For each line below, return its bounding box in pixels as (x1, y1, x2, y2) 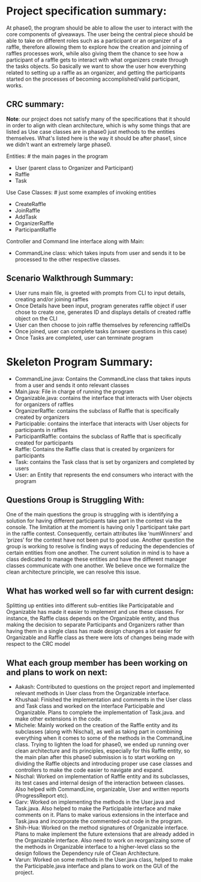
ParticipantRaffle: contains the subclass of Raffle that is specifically (14, 433, 182, 440)
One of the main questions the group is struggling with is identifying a (6, 511, 179, 518)
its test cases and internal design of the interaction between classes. (14, 779, 185, 786)
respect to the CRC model (6, 640, 70, 648)
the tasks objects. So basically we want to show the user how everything (6, 62, 187, 70)
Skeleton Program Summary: (6, 355, 153, 369)
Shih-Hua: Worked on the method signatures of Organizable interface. (14, 824, 189, 831)
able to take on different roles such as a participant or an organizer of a (6, 37, 182, 44)
